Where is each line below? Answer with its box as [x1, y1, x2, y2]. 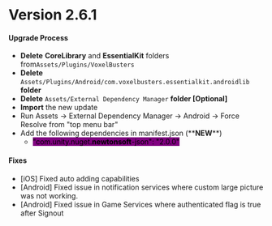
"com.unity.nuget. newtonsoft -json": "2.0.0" [32, 137, 180, 147]
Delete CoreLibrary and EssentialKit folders [19, 51, 170, 61]
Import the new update [19, 103, 98, 113]
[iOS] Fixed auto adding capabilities [19, 173, 140, 183]
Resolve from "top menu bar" [19, 120, 119, 130]
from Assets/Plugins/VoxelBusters [19, 59, 135, 70]
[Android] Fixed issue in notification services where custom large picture [19, 182, 264, 192]
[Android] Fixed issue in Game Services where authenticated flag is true [19, 199, 261, 209]
